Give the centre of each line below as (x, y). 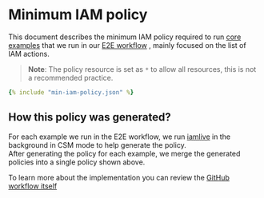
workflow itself (33, 186)
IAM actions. (29, 53)
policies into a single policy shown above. (77, 162)
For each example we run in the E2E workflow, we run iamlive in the (119, 137)
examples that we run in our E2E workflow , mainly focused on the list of (127, 45)
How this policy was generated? (90, 117)
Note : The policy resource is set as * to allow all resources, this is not (142, 69)
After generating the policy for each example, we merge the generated (124, 153)
